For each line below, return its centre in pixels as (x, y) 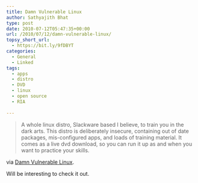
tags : (13, 68)
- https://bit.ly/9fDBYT (43, 46)
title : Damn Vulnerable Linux (44, 12)
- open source (29, 96)
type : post (20, 23)
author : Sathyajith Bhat (37, 18)
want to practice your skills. (55, 150)
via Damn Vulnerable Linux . (40, 162)
